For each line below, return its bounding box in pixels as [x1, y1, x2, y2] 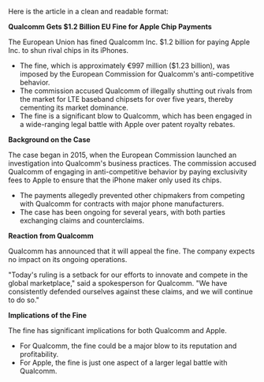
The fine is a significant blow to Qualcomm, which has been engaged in [19, 111, 252, 121]
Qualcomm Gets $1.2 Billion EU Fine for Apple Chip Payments [8, 22, 213, 31]
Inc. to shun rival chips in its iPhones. [8, 46, 128, 54]
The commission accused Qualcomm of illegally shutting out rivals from [19, 86, 253, 95]
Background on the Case [8, 135, 91, 144]
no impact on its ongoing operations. [8, 255, 128, 264]
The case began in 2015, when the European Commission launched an [8, 150, 237, 159]
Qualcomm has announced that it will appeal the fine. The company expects [8, 246, 255, 256]
